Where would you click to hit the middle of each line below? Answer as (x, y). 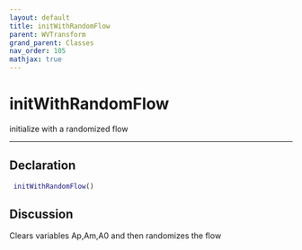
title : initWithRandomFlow (60, 26)
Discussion (41, 214)
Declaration (43, 166)
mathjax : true (36, 59)
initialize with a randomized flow (69, 129)
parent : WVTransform (48, 34)
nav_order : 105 (38, 51)
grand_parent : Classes (52, 43)
